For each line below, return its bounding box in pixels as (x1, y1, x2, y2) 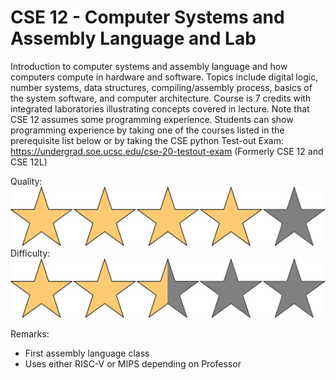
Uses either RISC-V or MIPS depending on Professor (24, 357, 242, 370)
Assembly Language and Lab (10, 27, 257, 50)
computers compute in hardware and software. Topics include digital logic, (10, 71, 319, 83)
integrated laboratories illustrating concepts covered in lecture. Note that (10, 102, 310, 115)
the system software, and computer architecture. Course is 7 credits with (10, 92, 312, 104)
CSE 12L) (10, 156, 48, 168)
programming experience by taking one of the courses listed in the (10, 124, 285, 136)
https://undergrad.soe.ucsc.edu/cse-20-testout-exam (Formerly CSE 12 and (10, 145, 324, 157)
